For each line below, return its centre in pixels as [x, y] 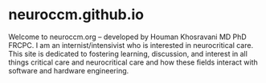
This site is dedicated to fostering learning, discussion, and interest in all [128, 53]
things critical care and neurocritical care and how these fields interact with [133, 62]
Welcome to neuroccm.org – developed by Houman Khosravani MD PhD [127, 37]
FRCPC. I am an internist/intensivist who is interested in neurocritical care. [131, 45]
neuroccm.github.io [76, 15]
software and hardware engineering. [69, 70]
